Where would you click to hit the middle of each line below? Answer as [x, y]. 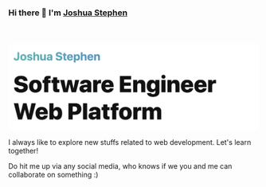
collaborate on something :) [53, 175]
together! [23, 151]
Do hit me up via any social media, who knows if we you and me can [120, 166]
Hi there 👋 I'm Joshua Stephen [68, 13]
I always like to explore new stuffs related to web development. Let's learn [130, 142]
